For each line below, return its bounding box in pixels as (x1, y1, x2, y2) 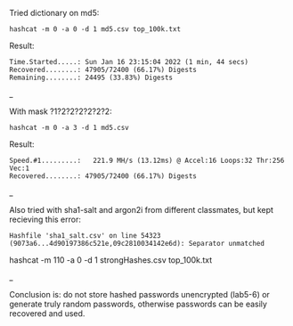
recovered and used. (9, 308, 85, 319)
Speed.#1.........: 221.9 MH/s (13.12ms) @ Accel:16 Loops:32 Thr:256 (9, 156, 285, 165)
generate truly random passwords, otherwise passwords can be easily (9, 298, 267, 309)
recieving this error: (9, 214, 82, 224)
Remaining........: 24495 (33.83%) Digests (9, 73, 174, 82)
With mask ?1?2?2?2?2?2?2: (9, 106, 113, 117)
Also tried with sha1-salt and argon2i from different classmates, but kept (9, 205, 274, 215)
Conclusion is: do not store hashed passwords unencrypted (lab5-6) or (9, 289, 270, 299)
